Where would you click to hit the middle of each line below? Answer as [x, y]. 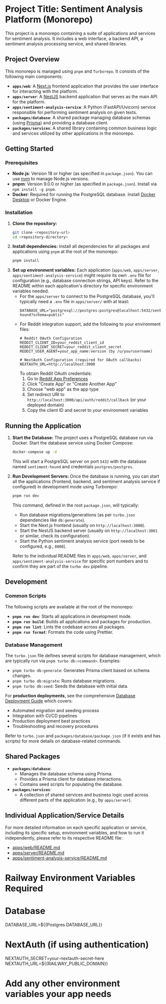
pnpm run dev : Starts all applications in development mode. [72, 616]
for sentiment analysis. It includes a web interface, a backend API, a [74, 39]
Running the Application [43, 426]
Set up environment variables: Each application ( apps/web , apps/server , [86, 270]
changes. [22, 676]
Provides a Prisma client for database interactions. [71, 779]
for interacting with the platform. [45, 91]
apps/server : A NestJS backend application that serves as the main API [85, 96]
